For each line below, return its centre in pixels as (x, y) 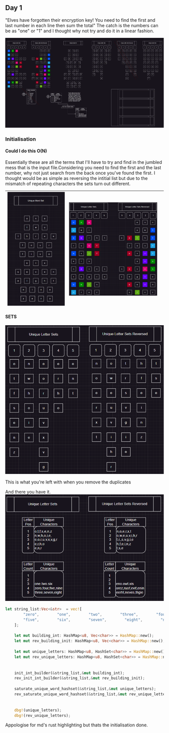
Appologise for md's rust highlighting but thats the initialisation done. (77, 725)
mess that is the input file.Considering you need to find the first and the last (83, 167)
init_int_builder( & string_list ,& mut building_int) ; (69, 673)
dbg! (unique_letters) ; (38, 710)
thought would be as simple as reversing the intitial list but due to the (76, 178)
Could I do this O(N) (26, 151)
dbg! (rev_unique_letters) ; (43, 715)
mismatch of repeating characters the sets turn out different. (68, 184)
